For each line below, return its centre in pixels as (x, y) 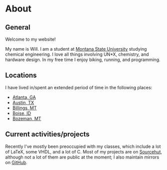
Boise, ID (22, 113)
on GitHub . (16, 162)
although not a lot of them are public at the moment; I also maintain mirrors (82, 157)
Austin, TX (23, 102)
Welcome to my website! (30, 39)
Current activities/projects (47, 134)
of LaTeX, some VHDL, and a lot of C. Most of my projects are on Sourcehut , (84, 151)
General (18, 27)
